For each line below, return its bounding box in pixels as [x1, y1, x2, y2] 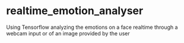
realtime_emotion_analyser [6, 4, 144, 18]
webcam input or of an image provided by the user [6, 29, 130, 37]
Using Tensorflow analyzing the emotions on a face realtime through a [6, 24, 178, 31]
